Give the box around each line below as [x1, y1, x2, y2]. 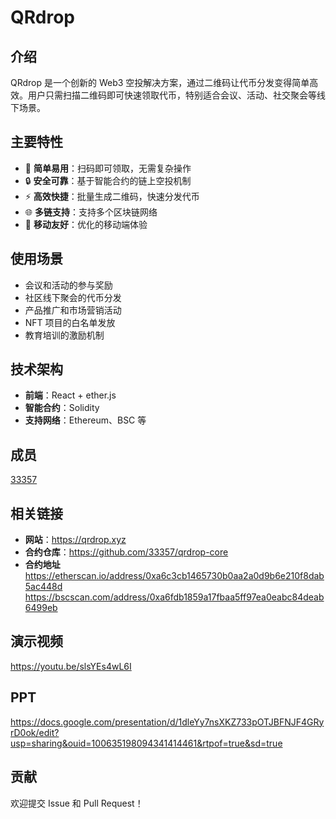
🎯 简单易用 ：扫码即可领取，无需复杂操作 [24, 162, 192, 174]
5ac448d [24, 581, 63, 593]
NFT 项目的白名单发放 [24, 316, 116, 328]
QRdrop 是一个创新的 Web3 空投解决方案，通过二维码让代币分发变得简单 [10, 77, 310, 88]
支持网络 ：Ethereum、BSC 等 [24, 414, 147, 426]
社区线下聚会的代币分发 [24, 291, 122, 303]
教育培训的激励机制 [24, 329, 105, 341]
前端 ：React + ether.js [24, 389, 117, 401]
